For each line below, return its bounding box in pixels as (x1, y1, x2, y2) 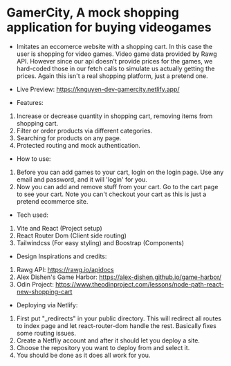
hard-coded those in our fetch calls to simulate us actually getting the (16, 64, 215, 73)
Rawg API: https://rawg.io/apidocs (16, 265, 115, 273)
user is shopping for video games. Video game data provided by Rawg (16, 50, 217, 58)
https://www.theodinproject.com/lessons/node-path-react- (55, 280, 224, 288)
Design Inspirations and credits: (16, 252, 107, 260)
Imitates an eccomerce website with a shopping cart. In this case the (16, 42, 213, 50)
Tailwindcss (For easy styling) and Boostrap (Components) (16, 238, 185, 247)
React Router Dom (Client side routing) (16, 231, 127, 240)
